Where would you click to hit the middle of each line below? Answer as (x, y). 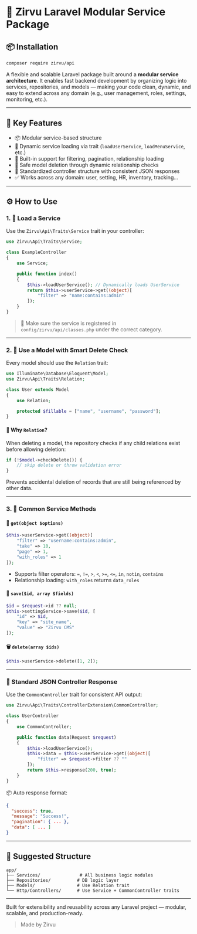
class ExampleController (36, 252)
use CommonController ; (44, 726)
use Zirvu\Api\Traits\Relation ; (45, 379)
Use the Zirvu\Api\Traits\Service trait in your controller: (75, 231)
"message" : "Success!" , (40, 816)
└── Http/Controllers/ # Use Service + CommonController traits (93, 891)
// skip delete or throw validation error (69, 466)
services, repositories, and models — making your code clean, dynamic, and (98, 87)
